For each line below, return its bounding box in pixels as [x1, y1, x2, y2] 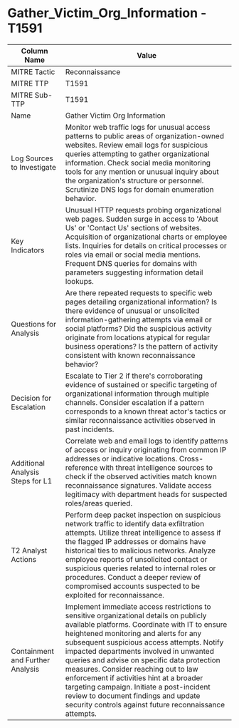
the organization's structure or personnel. [65, 175, 204, 185]
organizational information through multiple [65, 389, 210, 399]
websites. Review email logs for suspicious [65, 140, 208, 150]
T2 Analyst [11, 545, 48, 555]
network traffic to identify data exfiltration [65, 518, 205, 528]
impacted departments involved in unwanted [65, 646, 215, 656]
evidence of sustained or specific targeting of [65, 379, 218, 389]
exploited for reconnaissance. [65, 590, 165, 600]
